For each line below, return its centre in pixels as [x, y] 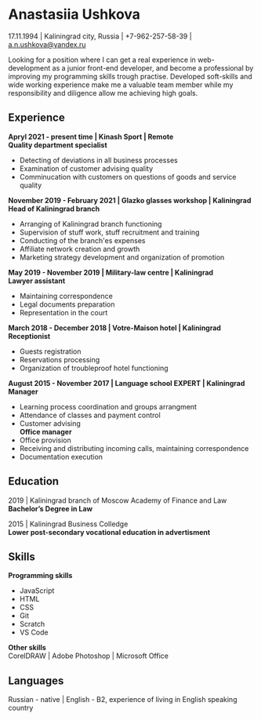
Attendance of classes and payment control [90, 415]
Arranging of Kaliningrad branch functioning [91, 224]
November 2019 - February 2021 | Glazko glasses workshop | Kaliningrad [130, 200]
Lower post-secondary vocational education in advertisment [109, 532]
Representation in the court [63, 312]
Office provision [45, 440]
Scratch [32, 624]
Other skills [27, 648]
